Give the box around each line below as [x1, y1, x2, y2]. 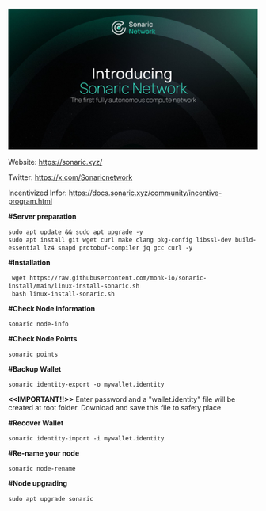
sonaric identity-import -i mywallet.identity [8, 435, 165, 443]
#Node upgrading [8, 479, 68, 488]
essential [8, 244, 41, 252]
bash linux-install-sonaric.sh [11, 290, 115, 298]
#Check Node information [8, 304, 96, 314]
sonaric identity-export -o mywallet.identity [8, 381, 165, 389]
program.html [8, 196, 53, 206]
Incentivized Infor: [8, 188, 67, 198]
